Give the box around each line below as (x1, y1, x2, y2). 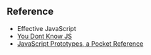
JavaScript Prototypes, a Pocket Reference (16, 39, 144, 48)
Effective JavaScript (16, 24, 76, 32)
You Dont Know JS (16, 32, 73, 40)
